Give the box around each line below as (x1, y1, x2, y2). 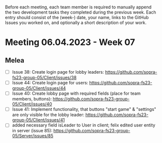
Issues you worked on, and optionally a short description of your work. (5, 20, 147, 25)
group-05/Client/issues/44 (12, 85, 66, 91)
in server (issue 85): (12, 128, 53, 134)
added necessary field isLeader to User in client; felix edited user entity (12, 122, 156, 128)
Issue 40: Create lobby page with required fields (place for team (12, 90, 141, 97)
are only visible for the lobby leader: (12, 112, 85, 118)
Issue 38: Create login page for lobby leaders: (12, 69, 104, 75)
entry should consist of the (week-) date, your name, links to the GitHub (5, 15, 149, 20)
